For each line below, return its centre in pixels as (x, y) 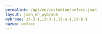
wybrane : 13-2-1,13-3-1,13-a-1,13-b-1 (46, 19)
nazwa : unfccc (20, 24)
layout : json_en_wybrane (32, 14)
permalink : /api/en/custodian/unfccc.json (51, 10)
